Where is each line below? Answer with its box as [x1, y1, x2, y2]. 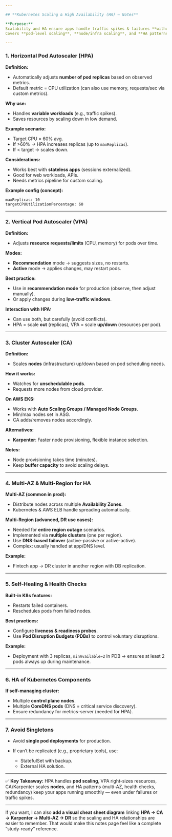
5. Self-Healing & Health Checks [5, 581, 87, 588]
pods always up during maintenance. [12, 658, 91, 664]
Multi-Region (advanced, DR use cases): [5, 517, 93, 523]
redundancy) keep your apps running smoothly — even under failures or [5, 789, 158, 795]
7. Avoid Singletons [5, 726, 54, 733]
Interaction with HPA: [5, 306, 52, 312]
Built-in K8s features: [5, 592, 52, 598]
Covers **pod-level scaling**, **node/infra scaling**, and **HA [5, 31, 147, 36]
